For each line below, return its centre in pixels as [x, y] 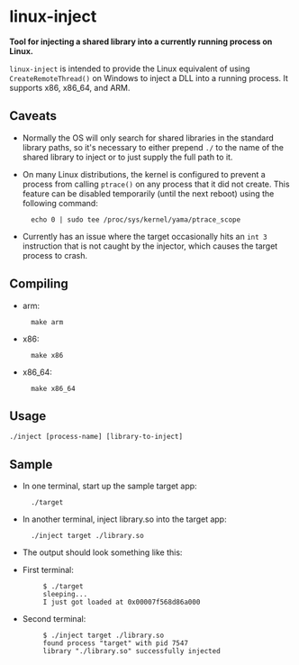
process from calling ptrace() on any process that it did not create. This [156, 184]
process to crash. [55, 255]
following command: [60, 203]
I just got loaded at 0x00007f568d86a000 [122, 602]
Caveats [33, 116]
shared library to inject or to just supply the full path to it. [127, 157]
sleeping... [65, 595]
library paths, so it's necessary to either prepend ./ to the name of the [153, 147]
